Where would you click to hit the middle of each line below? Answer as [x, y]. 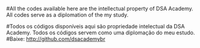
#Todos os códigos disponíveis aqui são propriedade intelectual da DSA [95, 26]
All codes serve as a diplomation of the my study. [67, 15]
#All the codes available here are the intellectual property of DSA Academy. [100, 9]
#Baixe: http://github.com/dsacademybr [56, 39]
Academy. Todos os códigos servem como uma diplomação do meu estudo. [101, 33]
